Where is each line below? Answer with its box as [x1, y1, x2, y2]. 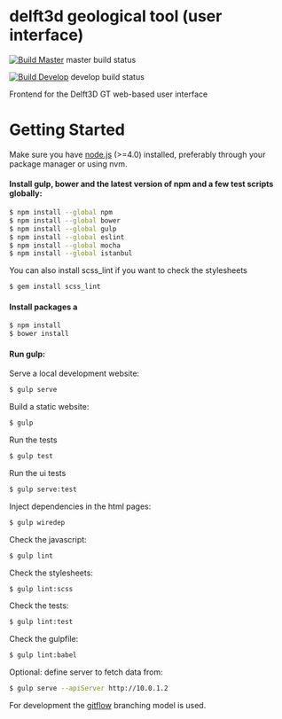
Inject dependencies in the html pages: [9, 501, 152, 512]
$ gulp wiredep [9, 518, 66, 527]
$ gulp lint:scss [9, 584, 74, 593]
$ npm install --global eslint [9, 232, 125, 241]
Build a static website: [9, 402, 90, 412]
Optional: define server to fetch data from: [9, 667, 163, 677]
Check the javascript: [9, 534, 87, 544]
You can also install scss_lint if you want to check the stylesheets [9, 265, 248, 276]
